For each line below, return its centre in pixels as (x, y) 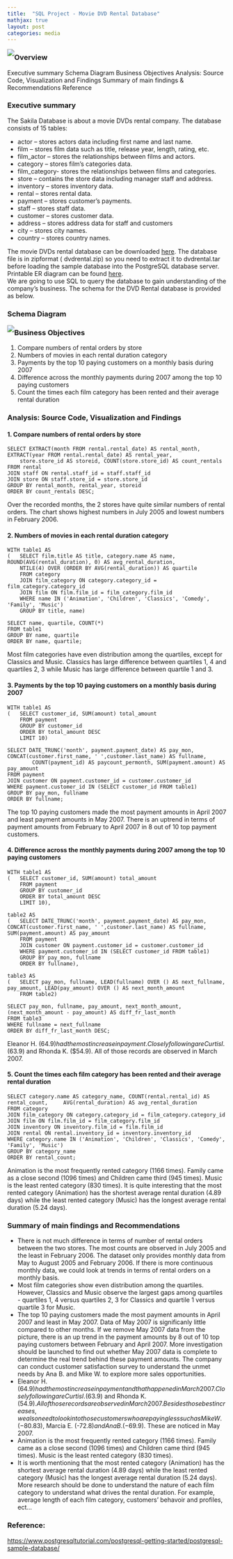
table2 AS (22, 915)
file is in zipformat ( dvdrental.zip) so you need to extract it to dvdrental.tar (114, 259)
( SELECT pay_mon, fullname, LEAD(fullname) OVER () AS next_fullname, (116, 982)
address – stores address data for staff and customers (95, 223)
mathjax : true (28, 20)
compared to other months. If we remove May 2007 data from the (111, 1330)
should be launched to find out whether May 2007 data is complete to (117, 1352)
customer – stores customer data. (65, 215)
